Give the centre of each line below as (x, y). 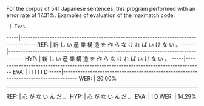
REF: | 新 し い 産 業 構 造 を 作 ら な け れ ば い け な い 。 (109, 45)
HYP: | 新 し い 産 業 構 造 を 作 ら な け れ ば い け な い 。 (98, 59)
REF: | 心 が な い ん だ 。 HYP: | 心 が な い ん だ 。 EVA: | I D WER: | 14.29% (101, 97)
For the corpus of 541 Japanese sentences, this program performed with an (101, 9)
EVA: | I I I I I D (30, 72)
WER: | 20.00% (98, 78)
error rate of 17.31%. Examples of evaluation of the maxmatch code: (91, 15)
